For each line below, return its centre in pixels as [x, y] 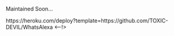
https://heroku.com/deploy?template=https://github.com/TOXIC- [87, 20]
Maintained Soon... [29, 9]
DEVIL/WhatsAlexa [29, 27]
